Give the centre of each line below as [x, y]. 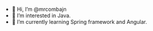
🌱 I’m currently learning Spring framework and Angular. [79, 22]
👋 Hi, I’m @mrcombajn [39, 9]
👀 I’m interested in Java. [41, 15]
